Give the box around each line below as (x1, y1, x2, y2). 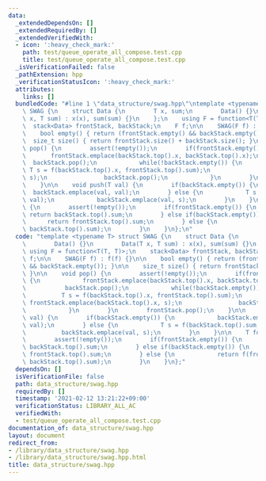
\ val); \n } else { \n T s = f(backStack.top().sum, (22, 321, 260, 329)
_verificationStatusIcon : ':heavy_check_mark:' (15, 78, 176, 86)
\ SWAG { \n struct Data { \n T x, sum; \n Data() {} (22, 108, 253, 116)
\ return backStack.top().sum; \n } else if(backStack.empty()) (22, 211, 260, 219)
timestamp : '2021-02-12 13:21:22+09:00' (15, 395, 150, 403)
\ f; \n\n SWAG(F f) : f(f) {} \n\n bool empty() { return (22, 254, 236, 262)
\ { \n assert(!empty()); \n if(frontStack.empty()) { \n (22, 203, 257, 211)
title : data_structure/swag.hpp (8, 461, 115, 469)
